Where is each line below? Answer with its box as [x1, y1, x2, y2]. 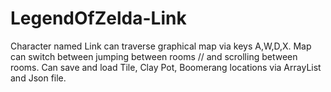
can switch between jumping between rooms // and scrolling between [10, 50, 298, 62]
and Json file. [10, 72, 67, 84]
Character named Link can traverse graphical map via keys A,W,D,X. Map [10, 40, 312, 52]
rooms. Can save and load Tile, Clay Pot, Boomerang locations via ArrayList [10, 61, 322, 73]
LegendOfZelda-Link [10, 7, 187, 30]
